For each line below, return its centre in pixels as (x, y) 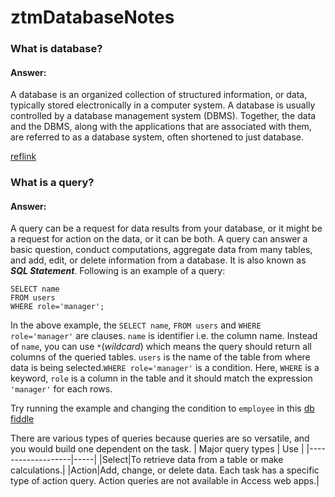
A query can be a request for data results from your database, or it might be (166, 228)
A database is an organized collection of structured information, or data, (159, 95)
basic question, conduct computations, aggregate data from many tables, (161, 250)
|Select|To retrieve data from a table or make (191, 460)
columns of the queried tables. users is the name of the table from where (160, 357)
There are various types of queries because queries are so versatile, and (160, 438)
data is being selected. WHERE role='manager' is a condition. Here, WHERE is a (165, 368)
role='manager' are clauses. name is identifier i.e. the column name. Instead (164, 336)
